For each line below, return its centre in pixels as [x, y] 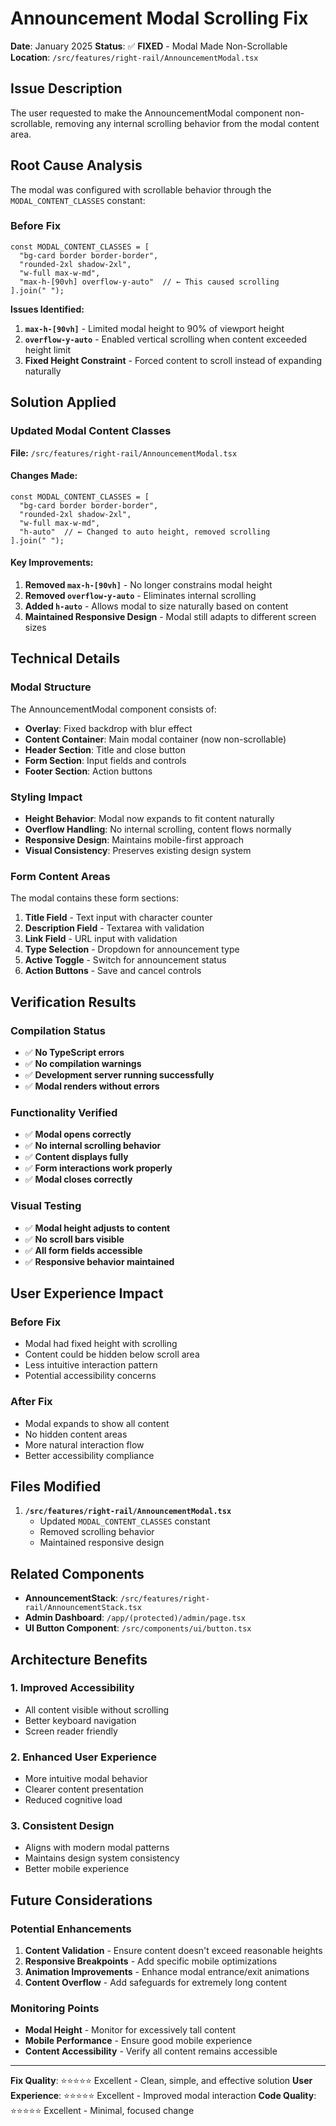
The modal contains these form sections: [94, 898]
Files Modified [56, 1486]
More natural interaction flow [84, 1444]
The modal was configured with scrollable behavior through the [141, 189]
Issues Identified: [47, 309]
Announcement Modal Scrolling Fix [159, 18]
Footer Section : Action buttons [88, 771]
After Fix [31, 1402]
